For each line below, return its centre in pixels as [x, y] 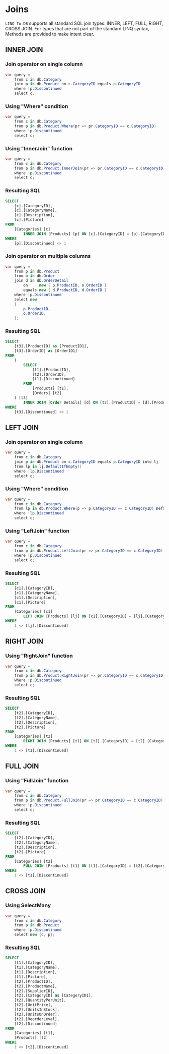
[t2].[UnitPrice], [33, 1005]
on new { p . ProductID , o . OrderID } [65, 285]
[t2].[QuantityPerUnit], [40, 1000]
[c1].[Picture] [30, 602]
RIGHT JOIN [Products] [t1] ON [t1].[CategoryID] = [79, 741]
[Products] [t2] [31, 1038]
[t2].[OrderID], [49, 374]
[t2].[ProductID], [33, 981]
